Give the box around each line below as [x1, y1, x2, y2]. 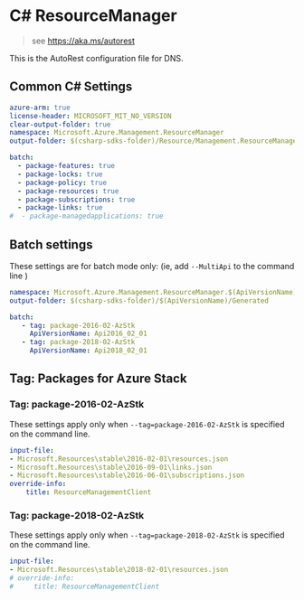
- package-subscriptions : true [17, 195, 136, 204]
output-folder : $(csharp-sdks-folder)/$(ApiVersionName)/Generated [9, 295, 270, 305]
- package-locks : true [17, 169, 103, 179]
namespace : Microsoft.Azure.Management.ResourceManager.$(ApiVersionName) [9, 287, 298, 296]
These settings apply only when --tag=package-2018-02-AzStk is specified [9, 530, 285, 540]
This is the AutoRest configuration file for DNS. [9, 52, 184, 63]
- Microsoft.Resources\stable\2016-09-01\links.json [9, 463, 213, 472]
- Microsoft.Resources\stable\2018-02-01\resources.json [9, 566, 229, 575]
